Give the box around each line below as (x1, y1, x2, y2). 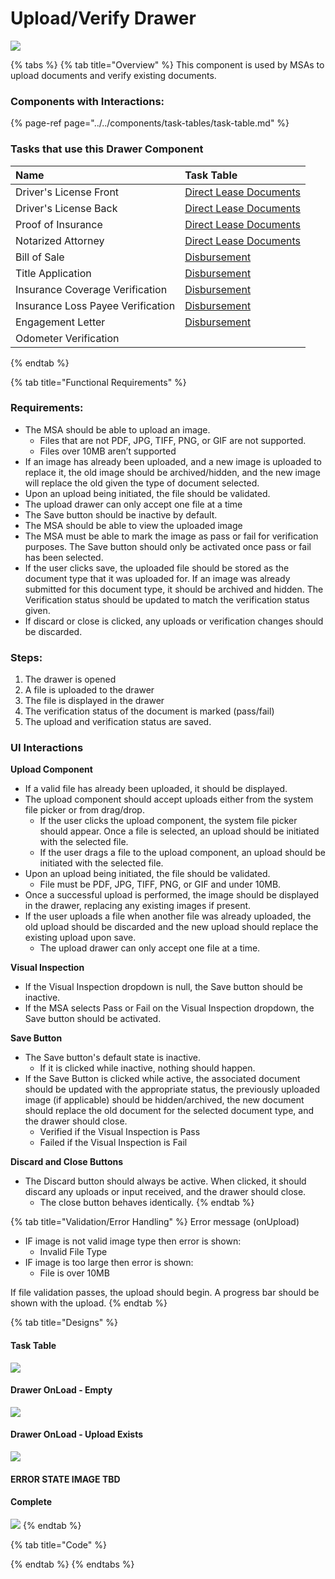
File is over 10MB (39, 1267, 110, 1279)
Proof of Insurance (15, 217, 103, 231)
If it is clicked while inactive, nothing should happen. (39, 1062, 256, 1074)
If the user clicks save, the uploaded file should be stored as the (24, 562, 290, 574)
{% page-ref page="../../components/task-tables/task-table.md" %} (10, 117, 290, 129)
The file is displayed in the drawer (24, 695, 165, 707)
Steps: (10, 650, 43, 664)
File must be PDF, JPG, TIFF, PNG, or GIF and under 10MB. (39, 878, 282, 891)
